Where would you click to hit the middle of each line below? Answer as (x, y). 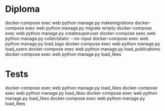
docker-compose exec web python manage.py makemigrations (69, 23)
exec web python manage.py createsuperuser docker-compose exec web (80, 33)
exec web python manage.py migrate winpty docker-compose (89, 28)
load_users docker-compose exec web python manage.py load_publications (83, 49)
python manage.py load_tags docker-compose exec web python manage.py (83, 43)
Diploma (23, 9)
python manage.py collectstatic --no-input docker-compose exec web (77, 38)
